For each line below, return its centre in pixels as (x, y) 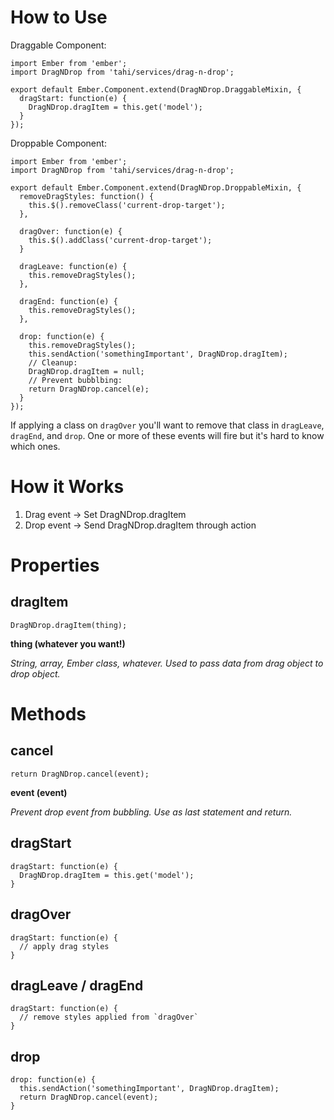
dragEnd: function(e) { (68, 301)
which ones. (35, 446)
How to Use (59, 17)
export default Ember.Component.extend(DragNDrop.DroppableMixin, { (156, 187)
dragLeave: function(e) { (73, 266)
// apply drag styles (64, 946)
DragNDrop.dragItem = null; (86, 371)
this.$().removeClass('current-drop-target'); (127, 205)
